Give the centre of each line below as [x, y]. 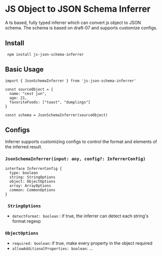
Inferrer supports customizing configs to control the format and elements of [81, 142]
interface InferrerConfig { [34, 168]
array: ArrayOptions [30, 186]
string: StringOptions [32, 177]
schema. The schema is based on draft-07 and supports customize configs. [81, 27]
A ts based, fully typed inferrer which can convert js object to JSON [73, 23]
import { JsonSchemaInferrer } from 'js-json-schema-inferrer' [71, 81]
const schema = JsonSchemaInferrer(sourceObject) [57, 115]
